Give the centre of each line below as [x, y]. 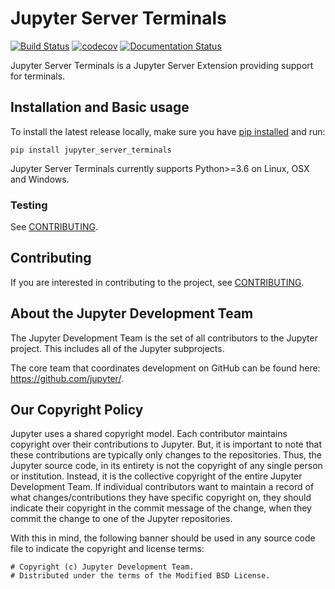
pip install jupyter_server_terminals [91, 150]
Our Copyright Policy [77, 410]
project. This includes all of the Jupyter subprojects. [117, 348]
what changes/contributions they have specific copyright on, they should [161, 498]
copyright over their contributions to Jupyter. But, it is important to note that [166, 444]
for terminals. [38, 76]
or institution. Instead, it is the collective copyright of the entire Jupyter [156, 476]
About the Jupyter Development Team [132, 313]
